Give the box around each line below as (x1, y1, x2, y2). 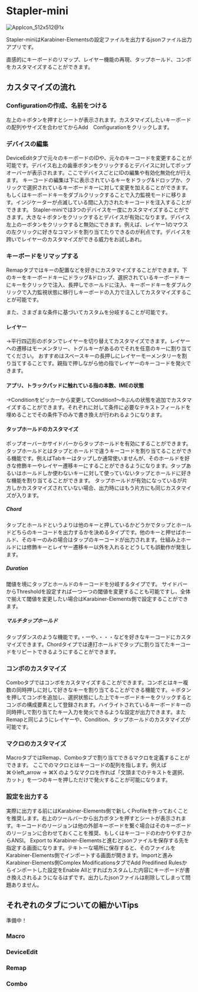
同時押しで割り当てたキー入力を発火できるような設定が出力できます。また (6, 708, 186, 716)
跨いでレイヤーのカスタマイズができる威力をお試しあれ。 (6, 236, 146, 243)
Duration (6, 565, 28, 572)
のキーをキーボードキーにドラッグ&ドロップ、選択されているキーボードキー (6, 274, 190, 281)
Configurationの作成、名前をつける (6, 102, 108, 110)
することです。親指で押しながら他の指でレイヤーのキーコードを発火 (21, 360, 186, 367)
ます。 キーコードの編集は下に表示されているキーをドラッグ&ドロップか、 (6, 176, 186, 183)
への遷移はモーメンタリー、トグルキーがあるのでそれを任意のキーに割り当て (6, 345, 192, 352)
